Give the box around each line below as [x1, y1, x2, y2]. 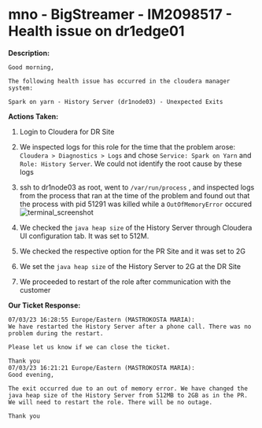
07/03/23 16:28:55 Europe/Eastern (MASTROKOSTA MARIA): [8, 315, 195, 323]
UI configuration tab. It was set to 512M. [19, 231, 149, 241]
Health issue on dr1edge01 [8, 22, 185, 40]
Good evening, [8, 371, 55, 378]
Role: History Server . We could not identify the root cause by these [19, 159, 242, 168]
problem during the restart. [8, 329, 104, 338]
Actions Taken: [8, 112, 59, 121]
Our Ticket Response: [8, 301, 81, 310]
